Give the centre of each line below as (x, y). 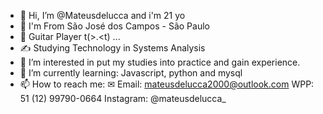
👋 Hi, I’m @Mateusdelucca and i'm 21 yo (102, 15)
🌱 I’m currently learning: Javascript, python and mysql (131, 73)
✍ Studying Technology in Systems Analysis (112, 48)
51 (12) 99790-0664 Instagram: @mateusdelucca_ (123, 98)
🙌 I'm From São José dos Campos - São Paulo (114, 26)
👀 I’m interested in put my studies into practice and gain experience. (160, 62)
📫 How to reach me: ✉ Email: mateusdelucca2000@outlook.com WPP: (167, 84)
